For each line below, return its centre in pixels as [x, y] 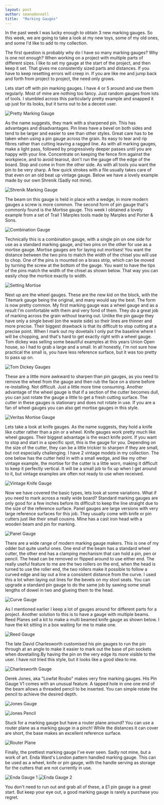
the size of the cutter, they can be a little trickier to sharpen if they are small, [82, 448]
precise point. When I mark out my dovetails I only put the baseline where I [80, 332]
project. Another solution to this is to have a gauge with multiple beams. [77, 614]
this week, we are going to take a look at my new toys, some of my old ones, [82, 38]
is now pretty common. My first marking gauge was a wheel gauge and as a [82, 305]
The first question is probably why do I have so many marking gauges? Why [82, 53]
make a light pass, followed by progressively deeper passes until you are [78, 149]
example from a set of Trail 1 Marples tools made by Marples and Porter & [79, 215]
